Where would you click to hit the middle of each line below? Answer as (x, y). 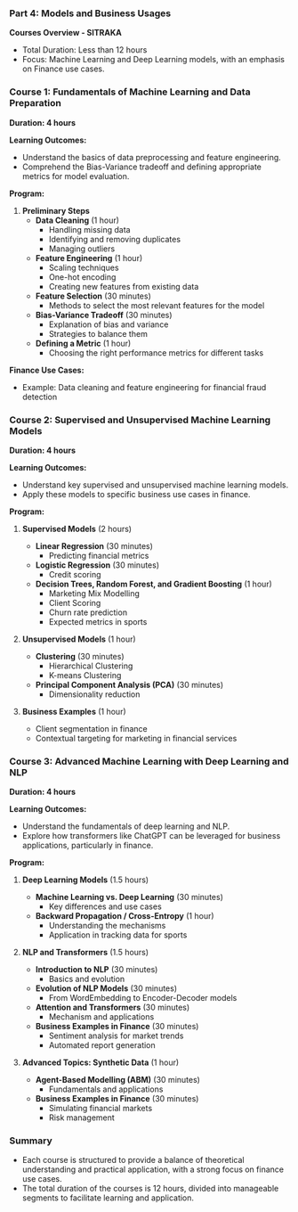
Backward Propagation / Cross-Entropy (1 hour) (125, 916)
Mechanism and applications (101, 1017)
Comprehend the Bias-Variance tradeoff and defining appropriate (142, 167)
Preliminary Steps (56, 210)
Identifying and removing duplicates (114, 239)
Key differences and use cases (105, 906)
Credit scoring (75, 574)
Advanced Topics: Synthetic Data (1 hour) (101, 1062)
